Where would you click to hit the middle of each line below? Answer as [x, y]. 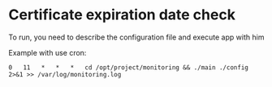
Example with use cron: [47, 52]
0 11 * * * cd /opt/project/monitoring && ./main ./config [129, 67]
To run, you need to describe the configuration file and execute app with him [136, 37]
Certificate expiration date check [122, 15]
